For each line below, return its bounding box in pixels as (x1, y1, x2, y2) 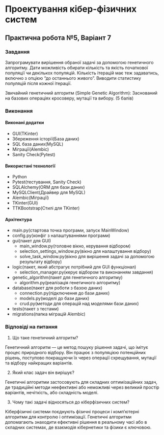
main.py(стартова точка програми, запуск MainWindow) (12, 228, 129, 234)
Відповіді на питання (5, 324, 58, 331)
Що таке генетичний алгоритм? (12, 335, 79, 340)
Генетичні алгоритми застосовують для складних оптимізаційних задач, (5, 379, 158, 385)
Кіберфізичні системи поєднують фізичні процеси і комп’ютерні (5, 408, 139, 414)
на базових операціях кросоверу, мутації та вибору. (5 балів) (5, 95, 134, 101)
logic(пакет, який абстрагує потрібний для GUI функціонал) (12, 264, 137, 270)
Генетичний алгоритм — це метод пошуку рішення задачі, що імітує (5, 344, 148, 350)
